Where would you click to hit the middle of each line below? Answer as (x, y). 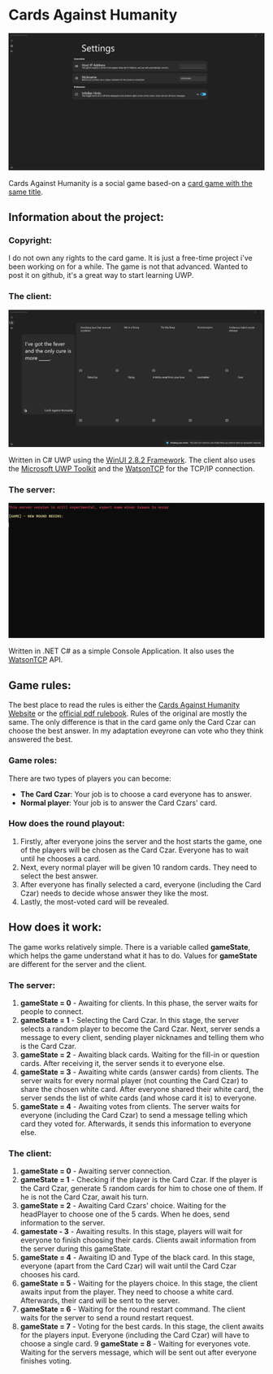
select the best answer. (59, 876)
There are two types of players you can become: (90, 778)
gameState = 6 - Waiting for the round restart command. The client (133, 1309)
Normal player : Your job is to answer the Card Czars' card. (119, 803)
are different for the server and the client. (78, 964)
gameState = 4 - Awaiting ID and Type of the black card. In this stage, (137, 1258)
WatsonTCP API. (36, 660)
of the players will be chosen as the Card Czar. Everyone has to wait (134, 850)
